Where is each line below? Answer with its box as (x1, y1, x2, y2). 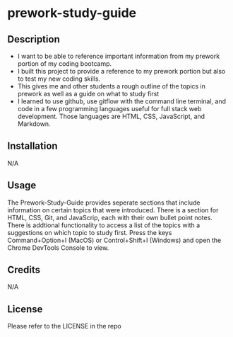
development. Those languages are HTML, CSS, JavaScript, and (17, 112, 205, 120)
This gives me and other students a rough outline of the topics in (17, 82, 206, 90)
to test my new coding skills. (17, 74, 101, 83)
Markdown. (17, 120, 51, 128)
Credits (7, 264, 41, 276)
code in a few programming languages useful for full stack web (17, 105, 202, 113)
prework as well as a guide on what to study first (17, 90, 160, 98)
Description (7, 33, 60, 45)
